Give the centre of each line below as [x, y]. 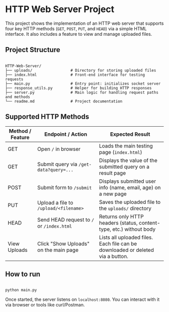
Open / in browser [59, 149]
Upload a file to [55, 202]
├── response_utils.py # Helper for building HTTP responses [78, 88]
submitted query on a [124, 167]
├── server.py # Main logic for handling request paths [82, 92]
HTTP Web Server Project [60, 9]
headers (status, [118, 223]
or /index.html [55, 226]
